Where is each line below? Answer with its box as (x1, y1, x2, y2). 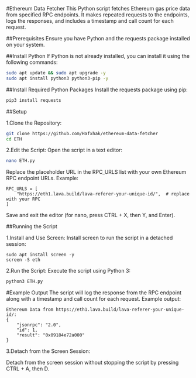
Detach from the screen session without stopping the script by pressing (6, 359, 179, 366)
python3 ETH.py (6, 279, 43, 284)
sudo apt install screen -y (6, 252, 75, 258)
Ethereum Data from (6, 307, 54, 312)
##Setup (6, 108, 27, 115)
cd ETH (6, 136, 22, 142)
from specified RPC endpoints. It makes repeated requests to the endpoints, (6, 11, 190, 18)
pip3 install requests (6, 97, 61, 103)
